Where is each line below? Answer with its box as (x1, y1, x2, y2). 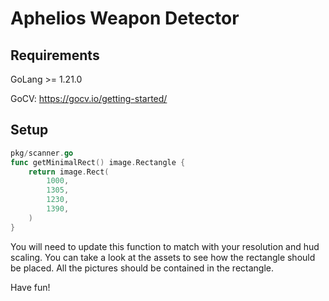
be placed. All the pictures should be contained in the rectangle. (10, 262, 275, 274)
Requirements (10, 47, 100, 64)
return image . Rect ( (28, 167, 110, 177)
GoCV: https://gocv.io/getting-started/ (10, 93, 168, 104)
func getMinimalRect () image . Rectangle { (10, 157, 186, 167)
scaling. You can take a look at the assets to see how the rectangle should (10, 251, 316, 263)
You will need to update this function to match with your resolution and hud (10, 240, 320, 252)
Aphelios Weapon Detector (10, 7, 240, 30)
